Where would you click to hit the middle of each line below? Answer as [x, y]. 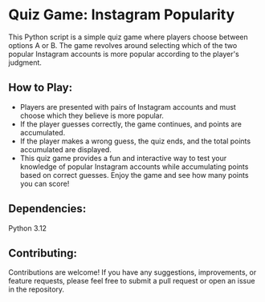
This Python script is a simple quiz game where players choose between [128, 37]
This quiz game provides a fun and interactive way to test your [123, 158]
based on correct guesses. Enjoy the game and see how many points [134, 175]
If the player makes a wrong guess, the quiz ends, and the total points [135, 141]
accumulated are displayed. [66, 149]
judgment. [25, 62]
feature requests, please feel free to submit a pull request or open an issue [132, 281]
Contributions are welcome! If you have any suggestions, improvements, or [132, 272]
